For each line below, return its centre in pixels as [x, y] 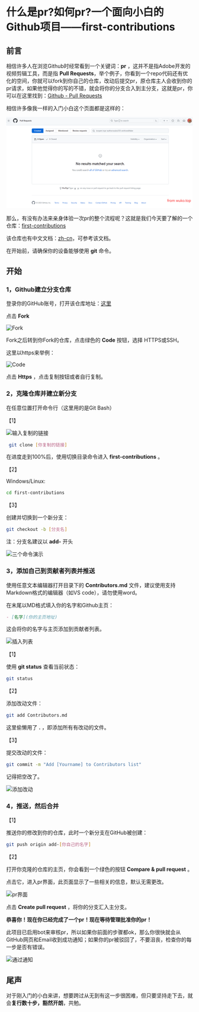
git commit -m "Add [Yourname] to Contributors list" [74, 765]
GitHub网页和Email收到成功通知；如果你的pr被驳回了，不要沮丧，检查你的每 [99, 940]
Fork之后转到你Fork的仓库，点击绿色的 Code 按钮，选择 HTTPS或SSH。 [94, 340]
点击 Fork [18, 316]
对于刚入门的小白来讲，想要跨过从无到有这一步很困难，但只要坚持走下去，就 [99, 995]
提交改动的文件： [27, 752]
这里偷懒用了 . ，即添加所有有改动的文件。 [58, 728]
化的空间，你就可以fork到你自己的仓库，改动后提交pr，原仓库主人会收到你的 [99, 81]
